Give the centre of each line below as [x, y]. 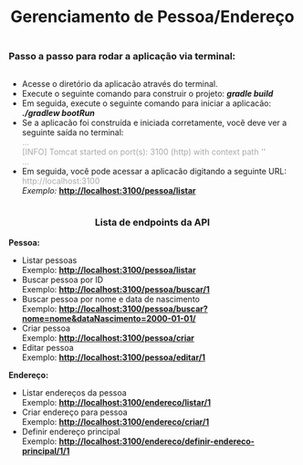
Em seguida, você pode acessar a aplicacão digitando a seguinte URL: [154, 172]
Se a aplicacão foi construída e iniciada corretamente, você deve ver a [154, 123]
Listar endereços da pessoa [74, 392]
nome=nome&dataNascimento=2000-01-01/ [109, 318]
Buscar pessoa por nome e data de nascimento [110, 299]
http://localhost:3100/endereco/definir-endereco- [157, 441]
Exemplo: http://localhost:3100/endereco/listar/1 [116, 402]
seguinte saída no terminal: [73, 132]
